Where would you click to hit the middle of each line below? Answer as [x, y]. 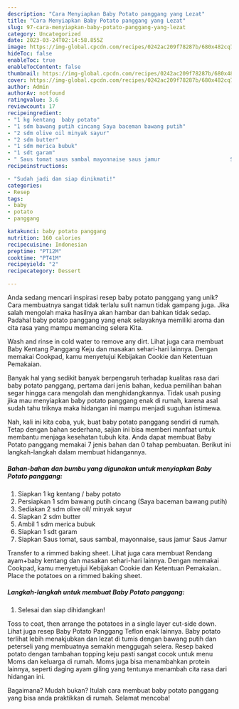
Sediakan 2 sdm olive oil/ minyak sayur [75, 508]
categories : [25, 186]
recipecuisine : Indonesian [47, 245]
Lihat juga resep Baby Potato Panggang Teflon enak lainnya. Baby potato [114, 631]
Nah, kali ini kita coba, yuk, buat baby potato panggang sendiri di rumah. [114, 422]
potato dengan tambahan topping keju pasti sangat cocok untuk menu [110, 654]
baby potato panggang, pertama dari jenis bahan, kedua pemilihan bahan [115, 385]
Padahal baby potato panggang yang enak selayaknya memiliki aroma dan [116, 320]
